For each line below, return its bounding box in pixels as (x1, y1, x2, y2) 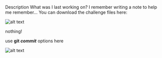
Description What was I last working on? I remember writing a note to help (5, 4, 158, 10)
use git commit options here (5, 38, 64, 44)
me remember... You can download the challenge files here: (5, 9, 128, 15)
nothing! (5, 29, 22, 34)
